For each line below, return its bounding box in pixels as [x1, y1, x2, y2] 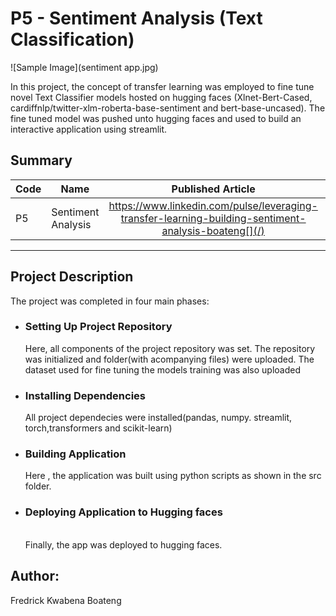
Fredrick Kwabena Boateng [10, 594, 122, 606]
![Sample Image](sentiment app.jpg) [10, 61, 159, 73]
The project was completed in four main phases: [10, 295, 210, 307]
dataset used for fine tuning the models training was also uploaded [24, 363, 301, 376]
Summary [10, 152, 73, 169]
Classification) [10, 28, 135, 51]
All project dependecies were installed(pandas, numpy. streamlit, [24, 412, 293, 424]
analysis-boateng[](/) [161, 223, 265, 237]
